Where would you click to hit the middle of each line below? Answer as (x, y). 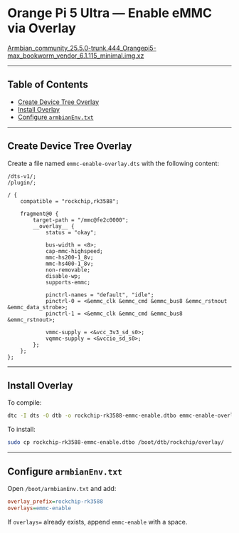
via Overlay (42, 28)
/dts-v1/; (22, 176)
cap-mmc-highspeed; (74, 251)
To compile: (25, 403)
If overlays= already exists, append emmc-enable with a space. (97, 522)
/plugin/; (22, 182)
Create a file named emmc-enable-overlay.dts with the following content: (113, 163)
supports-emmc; (68, 282)
